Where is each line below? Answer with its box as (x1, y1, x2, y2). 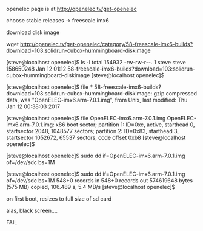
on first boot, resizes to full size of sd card (6, 195, 112, 202)
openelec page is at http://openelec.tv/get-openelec (6, 5, 138, 12)
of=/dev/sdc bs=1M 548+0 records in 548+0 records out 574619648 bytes (6, 177, 193, 184)
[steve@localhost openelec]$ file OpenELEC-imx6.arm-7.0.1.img (6, 115, 166, 122)
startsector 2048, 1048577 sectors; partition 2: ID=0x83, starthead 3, (6, 128, 179, 134)
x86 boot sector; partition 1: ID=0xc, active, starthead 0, (55, 121, 195, 128)
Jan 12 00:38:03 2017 (6, 103, 61, 110)
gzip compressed (153, 90, 198, 97)
